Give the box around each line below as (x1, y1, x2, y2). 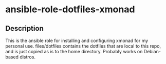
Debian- (143, 49, 161, 54)
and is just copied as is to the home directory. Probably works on (5, 49, 143, 54)
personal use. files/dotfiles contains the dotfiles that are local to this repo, (5, 43, 161, 49)
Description (5, 24, 44, 33)
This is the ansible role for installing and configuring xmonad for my (5, 37, 149, 44)
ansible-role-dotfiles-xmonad (5, 4, 135, 15)
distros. (20, 54, 36, 60)
